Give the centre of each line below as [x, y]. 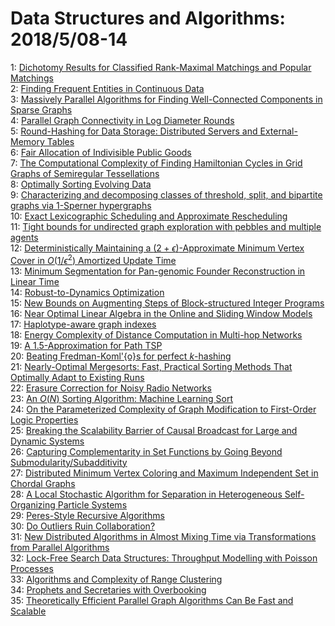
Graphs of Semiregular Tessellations [85, 173]
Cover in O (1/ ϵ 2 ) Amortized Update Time [93, 259]
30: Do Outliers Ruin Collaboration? [83, 526]
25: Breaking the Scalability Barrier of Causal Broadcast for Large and [154, 430]
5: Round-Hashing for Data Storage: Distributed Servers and [134, 131]
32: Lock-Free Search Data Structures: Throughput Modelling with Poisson [164, 558]
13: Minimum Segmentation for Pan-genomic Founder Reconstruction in [158, 271]
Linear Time [35, 281]
